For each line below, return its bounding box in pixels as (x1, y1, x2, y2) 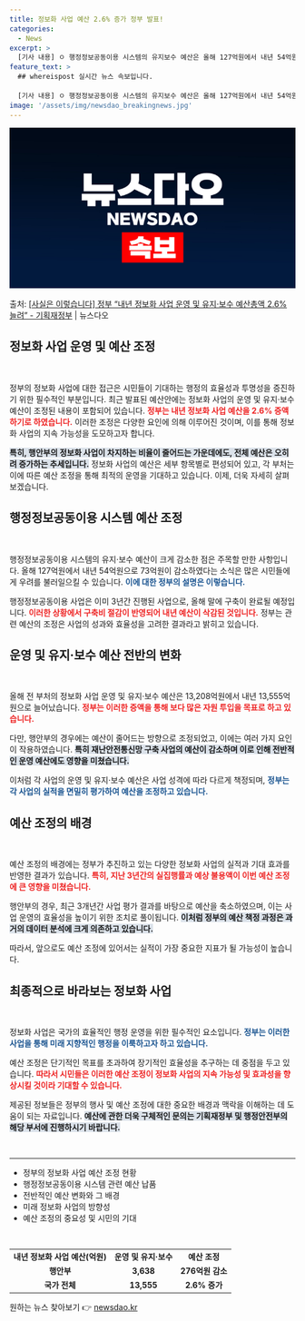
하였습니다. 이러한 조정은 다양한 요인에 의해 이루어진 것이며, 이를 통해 (33, 416, 279, 427)
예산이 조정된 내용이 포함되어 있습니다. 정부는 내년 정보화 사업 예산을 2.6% (9, 405, 273, 416)
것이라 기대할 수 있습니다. (33, 1080, 123, 1091)
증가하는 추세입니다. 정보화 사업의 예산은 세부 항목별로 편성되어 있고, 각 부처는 (18, 458, 295, 469)
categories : (9, 24, 54, 34)
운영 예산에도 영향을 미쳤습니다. (18, 755, 130, 766)
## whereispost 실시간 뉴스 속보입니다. (17, 73, 153, 82)
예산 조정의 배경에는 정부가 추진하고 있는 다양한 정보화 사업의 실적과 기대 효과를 (9, 859, 290, 870)
